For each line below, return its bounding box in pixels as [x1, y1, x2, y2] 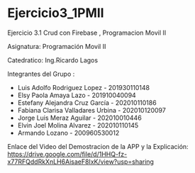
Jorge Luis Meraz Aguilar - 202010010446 [17, 113, 142, 122]
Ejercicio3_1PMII [7, 5, 104, 21]
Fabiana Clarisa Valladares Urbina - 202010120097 [17, 106, 167, 114]
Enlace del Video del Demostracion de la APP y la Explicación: [7, 142, 189, 150]
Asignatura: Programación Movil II [7, 42, 106, 50]
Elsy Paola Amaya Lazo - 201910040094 [17, 91, 136, 99]
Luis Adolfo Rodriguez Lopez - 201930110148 [17, 83, 150, 91]
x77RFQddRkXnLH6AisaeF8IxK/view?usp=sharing [7, 157, 155, 166]
